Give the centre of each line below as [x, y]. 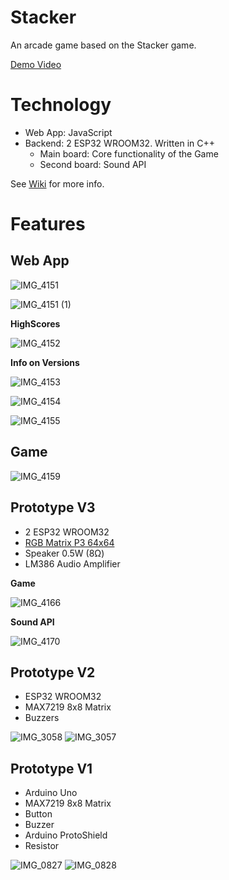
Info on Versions [45, 362]
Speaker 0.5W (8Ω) [64, 553]
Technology [61, 105]
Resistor [42, 846]
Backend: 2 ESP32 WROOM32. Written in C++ [119, 143]
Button [38, 814]
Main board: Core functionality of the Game [129, 153]
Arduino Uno [51, 793]
